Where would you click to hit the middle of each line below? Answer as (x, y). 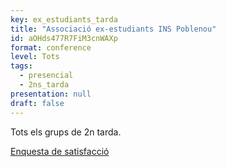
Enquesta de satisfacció (60, 151)
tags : (21, 66)
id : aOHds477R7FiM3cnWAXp (64, 38)
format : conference (51, 47)
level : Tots (35, 57)
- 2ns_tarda (44, 85)
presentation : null (51, 94)
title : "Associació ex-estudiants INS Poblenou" (113, 29)
